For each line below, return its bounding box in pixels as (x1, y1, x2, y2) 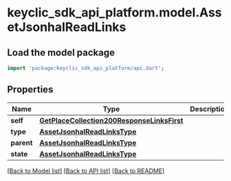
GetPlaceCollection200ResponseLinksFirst (39, 115, 184, 125)
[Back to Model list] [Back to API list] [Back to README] (7, 167, 165, 175)
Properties (7, 84, 54, 95)
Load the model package (7, 47, 115, 58)
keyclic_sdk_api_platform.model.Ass (7, 5, 222, 21)
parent (10, 138, 33, 147)
